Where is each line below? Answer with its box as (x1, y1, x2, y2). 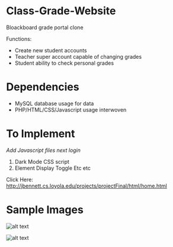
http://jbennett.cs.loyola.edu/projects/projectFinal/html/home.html (6, 182, 167, 189)
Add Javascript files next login (6, 147, 81, 154)
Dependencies (6, 80, 79, 94)
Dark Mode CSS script (14, 158, 70, 165)
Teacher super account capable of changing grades (14, 53, 142, 60)
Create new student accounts (14, 46, 87, 54)
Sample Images (6, 203, 84, 216)
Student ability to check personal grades (14, 59, 114, 66)
